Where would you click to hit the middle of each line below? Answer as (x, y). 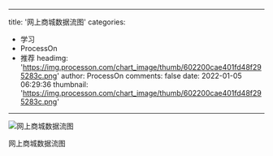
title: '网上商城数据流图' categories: (67, 22)
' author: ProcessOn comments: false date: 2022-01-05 (149, 76)
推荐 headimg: (44, 58)
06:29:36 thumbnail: (54, 84)
